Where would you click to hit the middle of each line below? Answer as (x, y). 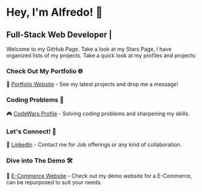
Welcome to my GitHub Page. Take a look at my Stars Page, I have (89, 49)
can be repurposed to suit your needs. (54, 182)
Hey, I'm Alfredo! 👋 (55, 12)
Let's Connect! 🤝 (31, 131)
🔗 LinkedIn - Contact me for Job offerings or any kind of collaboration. (94, 144)
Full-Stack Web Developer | (59, 35)
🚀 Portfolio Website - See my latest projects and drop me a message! (93, 85)
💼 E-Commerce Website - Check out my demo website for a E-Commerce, (99, 176)
